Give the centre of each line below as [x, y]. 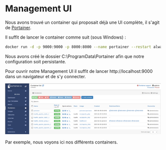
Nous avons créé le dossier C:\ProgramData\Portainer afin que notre [75, 56]
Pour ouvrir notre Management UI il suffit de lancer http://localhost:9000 [79, 71]
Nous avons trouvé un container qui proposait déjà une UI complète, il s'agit [82, 22]
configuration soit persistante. [36, 61]
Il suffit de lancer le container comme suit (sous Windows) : [65, 37]
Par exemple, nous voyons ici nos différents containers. [62, 142]
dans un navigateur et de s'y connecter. [46, 76]
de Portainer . [18, 27]
